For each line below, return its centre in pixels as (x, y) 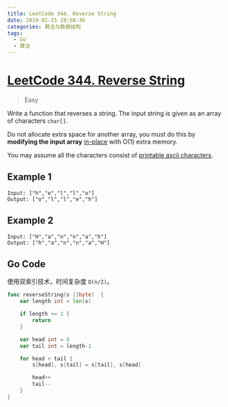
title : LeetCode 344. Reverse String (62, 14)
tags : (15, 33)
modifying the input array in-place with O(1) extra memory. (92, 141)
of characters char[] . (38, 121)
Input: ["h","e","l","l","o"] (51, 193)
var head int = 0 (45, 339)
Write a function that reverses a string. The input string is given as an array (114, 113)
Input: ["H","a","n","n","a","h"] (57, 237)
